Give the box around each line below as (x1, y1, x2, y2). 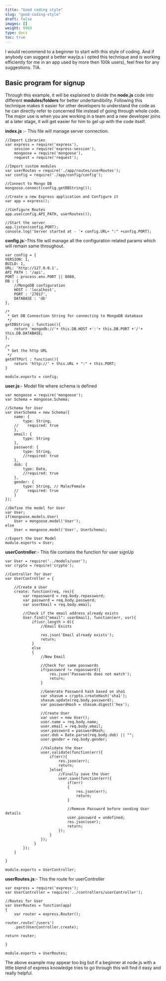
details (5, 811, 21, 816)
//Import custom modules (5, 163, 56, 169)
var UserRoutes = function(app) (5, 903, 72, 908)
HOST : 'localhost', (14, 287, 56, 292)
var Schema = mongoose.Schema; (5, 397, 70, 402)
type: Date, (23, 466, 48, 471)
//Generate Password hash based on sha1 (40, 689, 125, 694)
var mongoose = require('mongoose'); (5, 392, 83, 397)
